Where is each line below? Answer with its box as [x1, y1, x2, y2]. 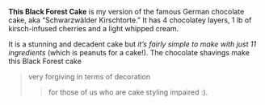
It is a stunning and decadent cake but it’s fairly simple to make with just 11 [8, 39, 257, 49]
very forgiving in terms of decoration [27, 72, 151, 81]
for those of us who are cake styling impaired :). [48, 87, 208, 97]
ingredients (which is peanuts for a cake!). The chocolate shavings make [8, 48, 250, 57]
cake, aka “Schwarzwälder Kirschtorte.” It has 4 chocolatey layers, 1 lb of [8, 15, 252, 25]
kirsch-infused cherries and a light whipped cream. [8, 24, 179, 33]
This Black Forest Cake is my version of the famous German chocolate [8, 7, 245, 16]
